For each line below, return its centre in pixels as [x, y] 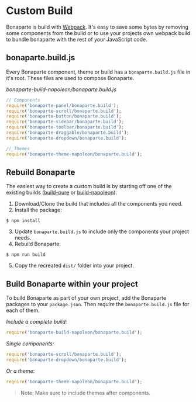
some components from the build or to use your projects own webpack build [98, 33]
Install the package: [38, 210]
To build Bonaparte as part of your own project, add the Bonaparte [86, 298]
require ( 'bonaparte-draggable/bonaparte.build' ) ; [68, 133]
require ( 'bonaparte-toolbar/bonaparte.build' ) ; [65, 127]
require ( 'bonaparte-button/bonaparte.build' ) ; [64, 116]
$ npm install [23, 221]
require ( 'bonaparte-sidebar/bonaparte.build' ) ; [65, 122]
